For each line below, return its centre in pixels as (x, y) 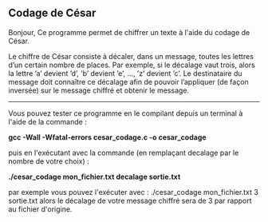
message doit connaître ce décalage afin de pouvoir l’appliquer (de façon (128, 81)
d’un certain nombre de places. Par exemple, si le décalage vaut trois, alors (132, 65)
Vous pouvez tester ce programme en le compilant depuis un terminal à (126, 113)
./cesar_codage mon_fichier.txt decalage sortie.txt (95, 176)
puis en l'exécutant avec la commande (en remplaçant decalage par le (124, 153)
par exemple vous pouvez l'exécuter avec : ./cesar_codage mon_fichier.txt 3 (134, 192)
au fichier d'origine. (40, 209)
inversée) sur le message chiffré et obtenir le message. (99, 90)
